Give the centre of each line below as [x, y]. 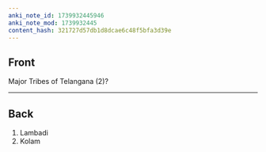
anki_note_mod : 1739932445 [53, 23]
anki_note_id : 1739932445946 [56, 15]
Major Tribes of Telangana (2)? [59, 82]
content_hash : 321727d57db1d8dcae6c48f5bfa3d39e [90, 30]
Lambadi [34, 133]
